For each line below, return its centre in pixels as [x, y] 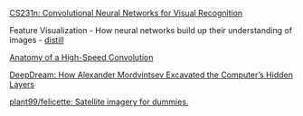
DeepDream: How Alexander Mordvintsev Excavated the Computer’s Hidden [151, 75]
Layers [22, 84]
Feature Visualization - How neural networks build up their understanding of [151, 30]
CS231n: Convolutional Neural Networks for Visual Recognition [126, 13]
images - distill [37, 40]
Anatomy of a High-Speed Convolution [81, 57]
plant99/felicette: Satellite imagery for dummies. [99, 102]
